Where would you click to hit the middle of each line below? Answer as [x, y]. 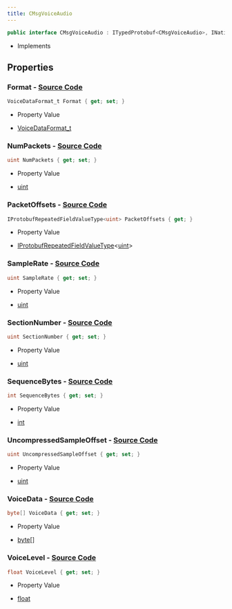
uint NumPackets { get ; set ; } [52, 160]
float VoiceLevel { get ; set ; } [54, 572]
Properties [30, 67]
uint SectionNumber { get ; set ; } [57, 337]
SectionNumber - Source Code [60, 322]
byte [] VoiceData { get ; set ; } [54, 513]
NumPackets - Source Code [55, 146]
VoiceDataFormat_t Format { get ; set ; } [66, 102]
